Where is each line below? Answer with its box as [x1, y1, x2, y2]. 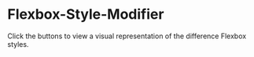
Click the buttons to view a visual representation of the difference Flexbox [7, 31, 247, 41]
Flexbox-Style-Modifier [7, 5, 164, 23]
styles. [7, 39, 29, 48]
